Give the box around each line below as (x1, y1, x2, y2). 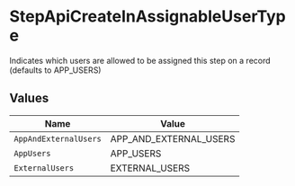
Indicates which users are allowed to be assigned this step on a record (9, 55, 272, 66)
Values (9, 91, 49, 106)
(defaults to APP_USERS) (9, 65, 102, 75)
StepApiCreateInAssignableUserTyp (9, 6, 286, 27)
